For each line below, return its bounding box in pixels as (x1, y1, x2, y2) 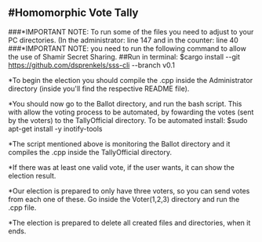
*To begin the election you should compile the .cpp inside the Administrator (8, 75, 253, 85)
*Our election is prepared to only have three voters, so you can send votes (8, 186, 250, 195)
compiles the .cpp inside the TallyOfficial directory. (8, 147, 173, 157)
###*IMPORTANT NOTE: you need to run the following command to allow (8, 43, 247, 53)
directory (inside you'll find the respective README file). (8, 84, 190, 93)
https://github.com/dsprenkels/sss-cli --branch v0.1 (8, 60, 175, 70)
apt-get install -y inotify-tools (8, 124, 103, 133)
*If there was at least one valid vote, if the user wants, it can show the (8, 162, 235, 172)
